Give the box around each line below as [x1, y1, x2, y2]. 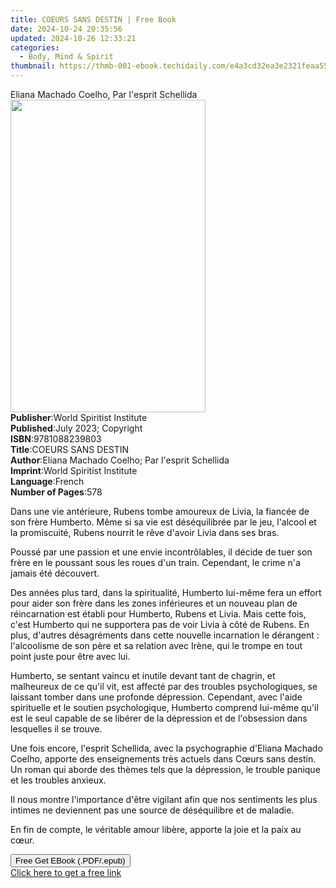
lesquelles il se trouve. [10, 723, 103, 735]
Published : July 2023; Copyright [10, 422, 143, 434]
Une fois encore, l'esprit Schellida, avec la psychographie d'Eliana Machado [10, 742, 323, 754]
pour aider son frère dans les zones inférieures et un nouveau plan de [10, 597, 298, 609]
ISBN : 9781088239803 [10, 433, 102, 445]
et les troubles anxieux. [10, 774, 107, 786]
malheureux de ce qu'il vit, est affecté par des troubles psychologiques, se [10, 681, 318, 692]
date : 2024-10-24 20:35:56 [10, 24, 123, 34]
